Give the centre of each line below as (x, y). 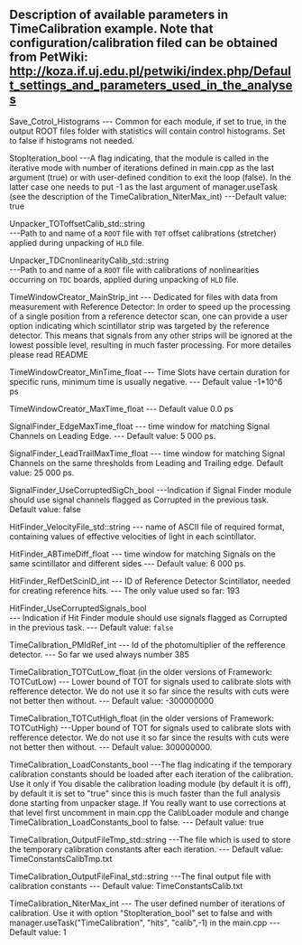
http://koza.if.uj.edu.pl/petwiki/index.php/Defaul (150, 71)
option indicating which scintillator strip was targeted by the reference (140, 325)
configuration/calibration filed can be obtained (143, 43)
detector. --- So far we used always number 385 (99, 654)
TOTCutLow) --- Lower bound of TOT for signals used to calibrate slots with (150, 681)
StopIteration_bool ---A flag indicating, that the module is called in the (139, 158)
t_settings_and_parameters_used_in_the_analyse (151, 85)
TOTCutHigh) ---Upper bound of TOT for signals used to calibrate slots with (150, 727)
